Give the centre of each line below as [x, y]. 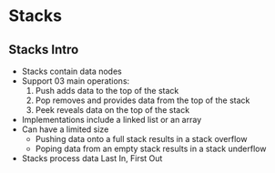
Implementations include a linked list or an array [112, 120]
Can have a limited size [65, 129]
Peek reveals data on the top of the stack [112, 110]
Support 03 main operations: [76, 81]
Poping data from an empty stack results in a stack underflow [151, 148]
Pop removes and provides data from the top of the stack [143, 100]
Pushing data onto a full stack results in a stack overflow [141, 139]
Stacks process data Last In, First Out [92, 158]
